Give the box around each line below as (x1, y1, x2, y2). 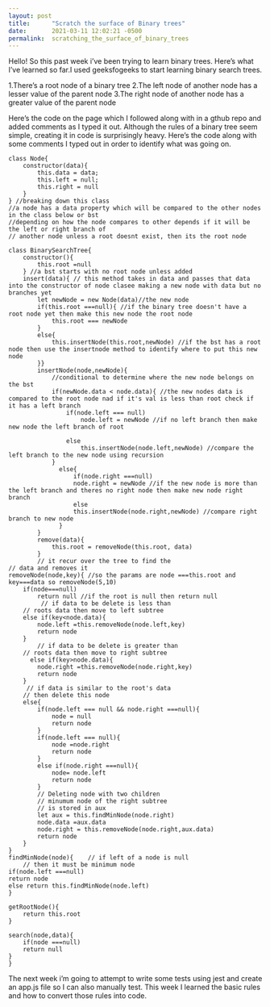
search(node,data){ (8, 931, 74, 940)
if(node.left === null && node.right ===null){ (37, 705, 200, 714)
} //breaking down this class (8, 197, 110, 206)
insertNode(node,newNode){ (37, 366, 128, 375)
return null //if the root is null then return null (37, 592, 218, 601)
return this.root (23, 910, 81, 918)
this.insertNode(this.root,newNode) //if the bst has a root (51, 338, 262, 347)
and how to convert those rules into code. (8, 991, 147, 1001)
